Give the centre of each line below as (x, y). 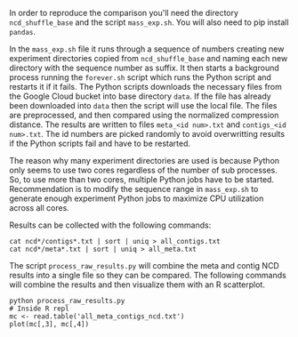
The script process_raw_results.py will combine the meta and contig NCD (145, 265)
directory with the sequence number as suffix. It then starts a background (145, 68)
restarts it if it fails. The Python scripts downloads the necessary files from (146, 87)
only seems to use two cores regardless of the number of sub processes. (143, 170)
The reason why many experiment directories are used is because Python (145, 160)
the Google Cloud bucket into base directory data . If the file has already (140, 96)
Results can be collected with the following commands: (110, 225)
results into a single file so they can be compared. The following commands (148, 275)
